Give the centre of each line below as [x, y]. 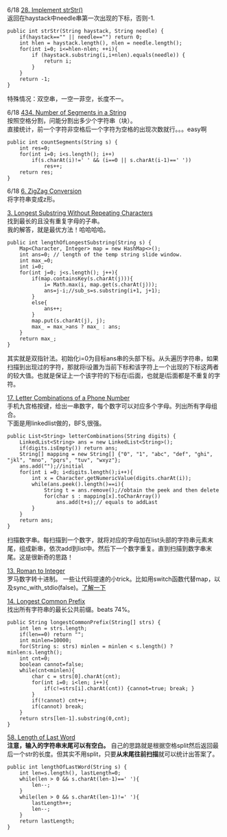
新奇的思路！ [55, 557]
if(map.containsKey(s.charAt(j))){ [83, 279]
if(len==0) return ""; [52, 634]
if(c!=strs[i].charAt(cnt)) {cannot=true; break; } [119, 689]
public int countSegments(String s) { [62, 142]
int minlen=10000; [46, 641]
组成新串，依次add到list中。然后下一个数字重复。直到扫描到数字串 [112, 548]
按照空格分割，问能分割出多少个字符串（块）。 [72, 121]
